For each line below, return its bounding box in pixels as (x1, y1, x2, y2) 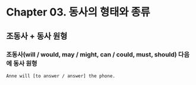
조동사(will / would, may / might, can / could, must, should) (6, 50, 177, 58)
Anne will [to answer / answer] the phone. (6, 73, 116, 79)
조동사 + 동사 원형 (6, 31, 68, 41)
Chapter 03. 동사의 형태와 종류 (6, 5, 150, 19)
